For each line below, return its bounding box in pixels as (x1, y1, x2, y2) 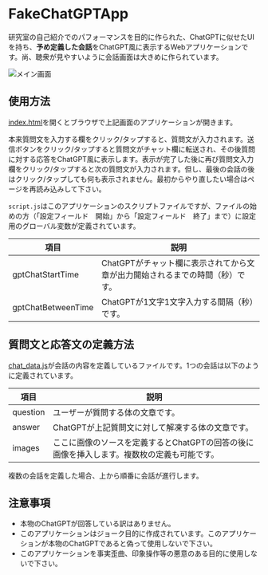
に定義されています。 (8, 370, 78, 380)
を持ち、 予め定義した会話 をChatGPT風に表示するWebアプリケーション (8, 41, 242, 52)
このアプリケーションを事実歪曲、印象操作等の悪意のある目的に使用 (19, 549, 244, 558)
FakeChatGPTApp (8, 5, 129, 23)
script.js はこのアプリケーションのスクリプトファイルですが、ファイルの (8, 201, 250, 211)
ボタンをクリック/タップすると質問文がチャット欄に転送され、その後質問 (14, 144, 256, 154)
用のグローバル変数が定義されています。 (8, 221, 141, 230)
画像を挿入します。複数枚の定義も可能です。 (53, 448, 219, 459)
